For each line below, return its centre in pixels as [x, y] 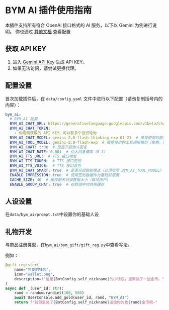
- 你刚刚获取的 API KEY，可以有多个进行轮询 [56, 133]
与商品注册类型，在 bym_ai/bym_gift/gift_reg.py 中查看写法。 [69, 245]
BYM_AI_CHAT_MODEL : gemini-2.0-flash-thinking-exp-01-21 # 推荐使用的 [84, 138]
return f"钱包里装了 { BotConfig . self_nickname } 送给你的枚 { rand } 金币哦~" [86, 302]
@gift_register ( [22, 265]
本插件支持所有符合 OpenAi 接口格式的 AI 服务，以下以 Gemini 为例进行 [79, 25]
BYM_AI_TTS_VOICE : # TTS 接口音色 [46, 166]
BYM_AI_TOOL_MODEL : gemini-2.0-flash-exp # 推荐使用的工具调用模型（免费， [86, 142]
